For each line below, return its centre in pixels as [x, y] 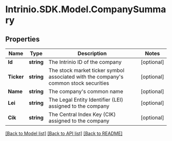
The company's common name [86, 91]
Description [92, 53]
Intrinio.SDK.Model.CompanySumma [86, 9]
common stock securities [79, 83]
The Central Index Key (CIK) [82, 114]
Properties [23, 39]
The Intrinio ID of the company [85, 62]
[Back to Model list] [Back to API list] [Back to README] [64, 133]
